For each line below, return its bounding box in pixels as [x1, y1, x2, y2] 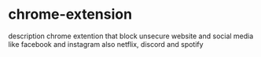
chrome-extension [8, 5, 132, 23]
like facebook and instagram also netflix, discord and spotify [8, 39, 204, 48]
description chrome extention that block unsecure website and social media [8, 31, 254, 41]
